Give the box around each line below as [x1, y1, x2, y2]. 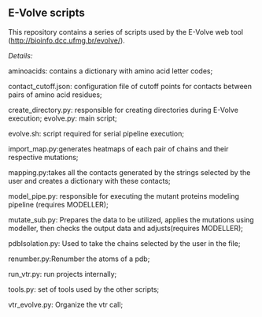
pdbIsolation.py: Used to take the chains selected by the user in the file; [8, 238, 241, 248]
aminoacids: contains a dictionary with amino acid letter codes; [8, 66, 213, 76]
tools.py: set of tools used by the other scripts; [8, 284, 160, 294]
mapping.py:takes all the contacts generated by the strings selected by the [8, 167, 251, 177]
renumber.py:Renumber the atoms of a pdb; [8, 254, 150, 263]
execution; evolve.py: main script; [8, 114, 117, 123]
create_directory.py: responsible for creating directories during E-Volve [8, 105, 238, 114]
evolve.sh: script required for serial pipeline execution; [8, 129, 185, 138]
